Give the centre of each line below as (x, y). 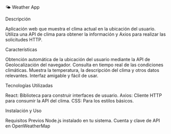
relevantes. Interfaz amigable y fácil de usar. (52, 76)
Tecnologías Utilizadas (29, 85)
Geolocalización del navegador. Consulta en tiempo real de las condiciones (84, 65)
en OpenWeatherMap (28, 126)
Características (21, 49)
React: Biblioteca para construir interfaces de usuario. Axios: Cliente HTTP (84, 95)
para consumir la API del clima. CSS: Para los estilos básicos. (70, 101)
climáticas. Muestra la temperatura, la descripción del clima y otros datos (82, 70)
